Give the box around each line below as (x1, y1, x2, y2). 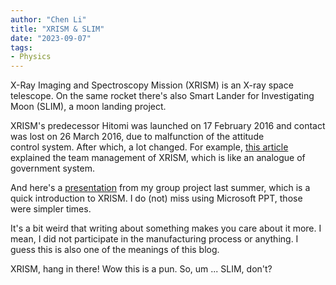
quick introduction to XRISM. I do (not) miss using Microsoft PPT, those (10, 192, 303, 205)
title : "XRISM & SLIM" (10, 24, 105, 34)
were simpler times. (10, 203, 92, 215)
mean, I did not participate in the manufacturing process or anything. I (10, 233, 299, 245)
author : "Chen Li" (10, 14, 87, 25)
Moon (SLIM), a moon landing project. (10, 101, 167, 113)
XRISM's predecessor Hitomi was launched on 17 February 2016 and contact (10, 120, 326, 132)
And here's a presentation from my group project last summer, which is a (10, 182, 311, 194)
